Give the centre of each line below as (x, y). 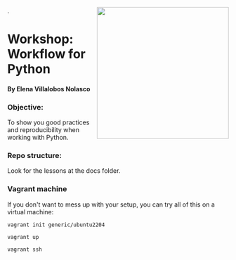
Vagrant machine (37, 189)
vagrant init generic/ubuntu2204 (56, 225)
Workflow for (46, 54)
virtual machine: (31, 212)
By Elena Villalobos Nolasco (49, 89)
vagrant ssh (25, 249)
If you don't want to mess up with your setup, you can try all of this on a (111, 204)
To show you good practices (48, 122)
